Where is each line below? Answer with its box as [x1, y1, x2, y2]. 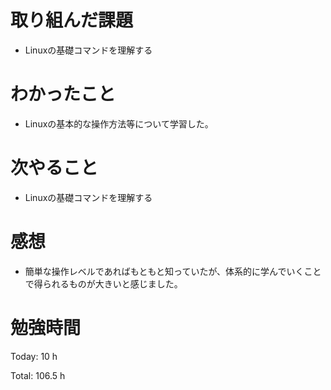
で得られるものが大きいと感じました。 [24, 277, 183, 290]
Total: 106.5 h [10, 369, 66, 381]
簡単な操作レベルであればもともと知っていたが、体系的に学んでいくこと [24, 265, 322, 277]
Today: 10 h [10, 350, 58, 362]
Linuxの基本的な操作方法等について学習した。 [24, 117, 214, 130]
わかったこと [10, 83, 117, 106]
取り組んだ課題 [10, 9, 134, 32]
